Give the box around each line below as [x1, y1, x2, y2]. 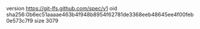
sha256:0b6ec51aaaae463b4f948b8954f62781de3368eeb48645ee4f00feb [6, 11, 194, 18]
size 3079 [34, 17, 59, 24]
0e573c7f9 [6, 17, 33, 24]
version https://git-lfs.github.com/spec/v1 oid [6, 5, 118, 12]
